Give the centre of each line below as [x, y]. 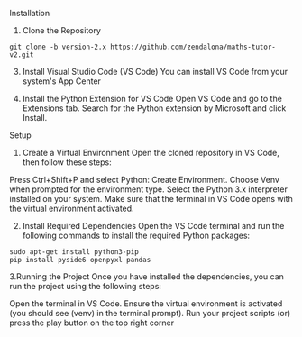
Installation [30, 13]
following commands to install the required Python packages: [136, 235]
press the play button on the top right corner [92, 323]
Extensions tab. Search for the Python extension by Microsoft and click [154, 108]
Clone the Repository [62, 30]
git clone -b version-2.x [58, 47]
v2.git [22, 55]
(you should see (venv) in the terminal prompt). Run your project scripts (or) [150, 313]
